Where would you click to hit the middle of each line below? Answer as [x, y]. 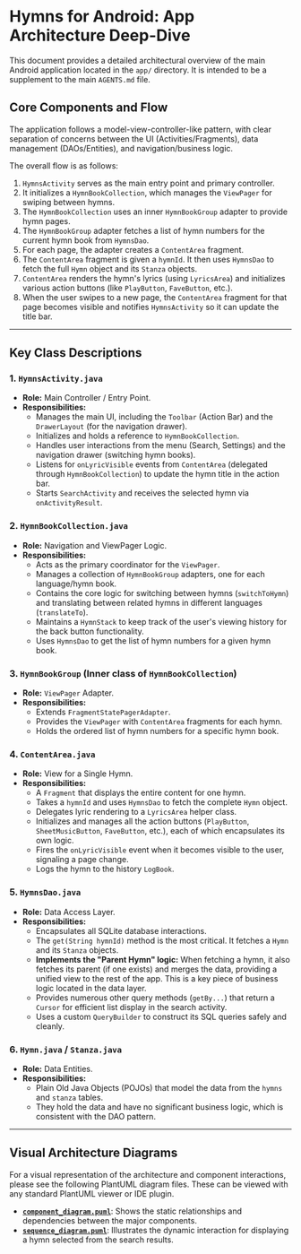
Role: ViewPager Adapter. [68, 693]
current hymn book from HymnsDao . [86, 240]
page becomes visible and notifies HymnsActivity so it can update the [150, 307]
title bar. [37, 316]
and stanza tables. [69, 1097]
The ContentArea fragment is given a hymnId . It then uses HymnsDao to [148, 259]
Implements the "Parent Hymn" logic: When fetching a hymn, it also [163, 959]
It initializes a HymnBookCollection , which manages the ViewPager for [147, 192]
